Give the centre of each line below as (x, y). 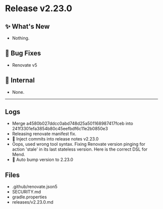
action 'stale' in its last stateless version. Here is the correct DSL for (80, 149)
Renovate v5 (24, 65)
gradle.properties (29, 197)
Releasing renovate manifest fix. (44, 134)
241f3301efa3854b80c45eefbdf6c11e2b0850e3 (60, 129)
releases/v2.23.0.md (33, 202)
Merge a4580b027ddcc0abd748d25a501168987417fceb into (73, 123)
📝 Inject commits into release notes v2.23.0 (55, 139)
